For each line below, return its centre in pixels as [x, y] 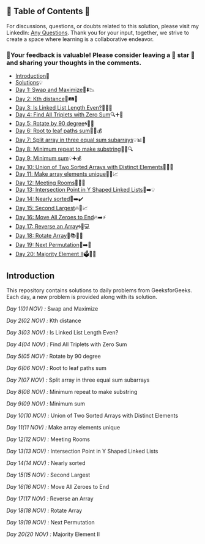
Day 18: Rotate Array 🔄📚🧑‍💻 [49, 236]
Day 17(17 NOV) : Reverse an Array [50, 498]
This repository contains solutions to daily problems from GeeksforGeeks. [99, 290]
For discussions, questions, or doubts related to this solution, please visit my [102, 26]
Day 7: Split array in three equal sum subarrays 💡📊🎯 [80, 140]
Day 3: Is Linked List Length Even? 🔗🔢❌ [64, 108]
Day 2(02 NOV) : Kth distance [44, 320]
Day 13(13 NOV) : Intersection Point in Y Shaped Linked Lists [82, 451]
